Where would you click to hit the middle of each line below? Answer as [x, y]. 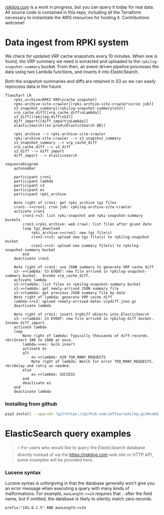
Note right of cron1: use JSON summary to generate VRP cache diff [84, 267]
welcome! [15, 23]
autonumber [25, 168]
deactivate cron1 [31, 258]
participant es [29, 190]
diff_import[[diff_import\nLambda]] [51, 121]
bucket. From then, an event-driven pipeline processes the [100, 66]
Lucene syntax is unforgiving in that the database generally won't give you [80, 483]
